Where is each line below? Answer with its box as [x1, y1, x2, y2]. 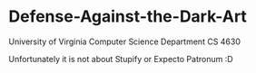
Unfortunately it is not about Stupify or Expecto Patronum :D [8, 53, 233, 64]
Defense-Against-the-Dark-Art [8, 6, 247, 27]
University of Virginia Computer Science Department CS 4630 [8, 36, 241, 47]
